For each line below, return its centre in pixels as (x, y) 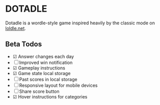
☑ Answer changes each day (43, 56)
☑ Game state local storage (42, 73)
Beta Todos (24, 44)
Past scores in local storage (48, 79)
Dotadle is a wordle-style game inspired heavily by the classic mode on (80, 23)
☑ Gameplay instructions (39, 68)
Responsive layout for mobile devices (58, 85)
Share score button (39, 91)
